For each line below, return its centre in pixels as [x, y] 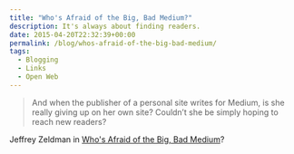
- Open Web [38, 77]
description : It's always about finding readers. [105, 26]
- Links [32, 69]
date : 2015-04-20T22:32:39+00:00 [73, 34]
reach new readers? [69, 121]
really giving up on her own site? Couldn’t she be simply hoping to [155, 112]
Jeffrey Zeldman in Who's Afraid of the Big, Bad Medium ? [117, 139]
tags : [20, 52]
